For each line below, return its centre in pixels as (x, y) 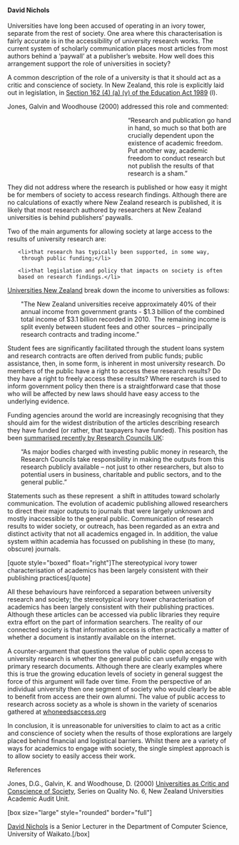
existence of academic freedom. (176, 143)
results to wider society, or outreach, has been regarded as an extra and (113, 526)
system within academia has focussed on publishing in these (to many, (111, 542)
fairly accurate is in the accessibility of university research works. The (111, 41)
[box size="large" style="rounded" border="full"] (80, 813)
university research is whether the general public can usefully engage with (117, 659)
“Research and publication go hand (180, 121)
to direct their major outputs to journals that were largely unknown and (111, 511)
